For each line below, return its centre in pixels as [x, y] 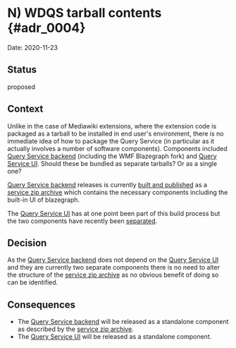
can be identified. [33, 282]
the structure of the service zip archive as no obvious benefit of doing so [113, 275]
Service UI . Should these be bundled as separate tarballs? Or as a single [112, 163]
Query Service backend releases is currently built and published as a [107, 184]
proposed [21, 87]
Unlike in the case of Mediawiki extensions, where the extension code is [112, 126]
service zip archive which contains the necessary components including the [118, 192]
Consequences [42, 305]
